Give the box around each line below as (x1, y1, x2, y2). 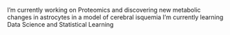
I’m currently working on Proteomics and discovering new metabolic (7, 6, 202, 14)
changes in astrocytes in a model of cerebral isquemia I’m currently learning (7, 13, 224, 21)
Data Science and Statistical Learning (7, 21, 114, 28)
